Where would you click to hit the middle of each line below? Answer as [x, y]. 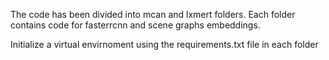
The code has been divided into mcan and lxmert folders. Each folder [153, 14]
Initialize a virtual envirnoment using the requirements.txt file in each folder [164, 44]
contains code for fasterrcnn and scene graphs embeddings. [135, 25]
